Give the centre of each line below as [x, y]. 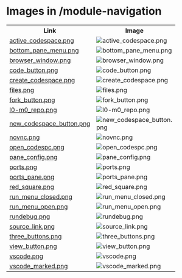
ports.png [23, 167]
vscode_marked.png [39, 266]
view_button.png [33, 246]
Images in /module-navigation [84, 11]
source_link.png [32, 226]
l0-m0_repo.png [33, 110]
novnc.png [25, 137]
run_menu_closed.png [41, 196]
